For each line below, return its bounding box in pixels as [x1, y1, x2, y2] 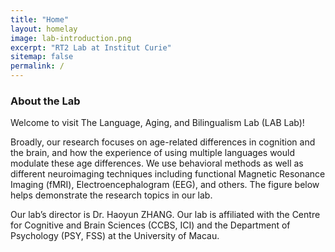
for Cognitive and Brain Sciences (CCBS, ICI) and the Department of [10, 219, 291, 231]
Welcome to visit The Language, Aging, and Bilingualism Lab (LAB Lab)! [10, 117, 305, 129]
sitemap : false [10, 52, 74, 62]
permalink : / [10, 61, 65, 71]
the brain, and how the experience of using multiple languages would [10, 147, 295, 159]
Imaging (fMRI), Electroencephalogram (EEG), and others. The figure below [10, 179, 320, 191]
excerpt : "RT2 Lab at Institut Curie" [10, 42, 172, 53]
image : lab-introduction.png [10, 33, 132, 43]
